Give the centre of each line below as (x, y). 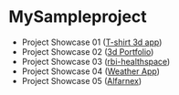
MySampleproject (78, 17)
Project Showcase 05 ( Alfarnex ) (82, 80)
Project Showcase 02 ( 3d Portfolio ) (88, 51)
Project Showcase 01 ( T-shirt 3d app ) (92, 42)
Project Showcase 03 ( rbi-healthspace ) (96, 61)
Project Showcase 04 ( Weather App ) (91, 71)
